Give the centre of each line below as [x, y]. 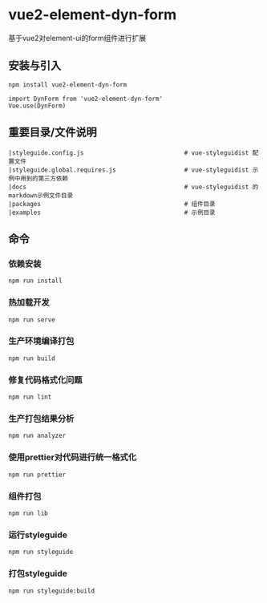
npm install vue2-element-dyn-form [68, 85]
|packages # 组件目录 [112, 204]
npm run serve [32, 320]
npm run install [35, 281]
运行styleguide [38, 535]
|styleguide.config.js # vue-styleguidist [129, 153]
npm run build [32, 358]
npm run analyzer [37, 436]
